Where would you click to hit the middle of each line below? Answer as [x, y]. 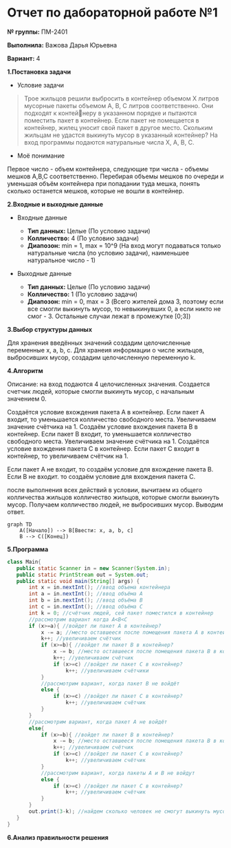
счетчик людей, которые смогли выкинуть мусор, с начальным [101, 391]
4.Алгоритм [25, 370]
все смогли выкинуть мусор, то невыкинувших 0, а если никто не [124, 308]
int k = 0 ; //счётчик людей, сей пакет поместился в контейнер [121, 613]
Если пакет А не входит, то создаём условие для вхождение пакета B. [110, 469]
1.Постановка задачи [39, 72]
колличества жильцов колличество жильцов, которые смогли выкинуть [113, 497]
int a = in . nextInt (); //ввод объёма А [86, 594]
